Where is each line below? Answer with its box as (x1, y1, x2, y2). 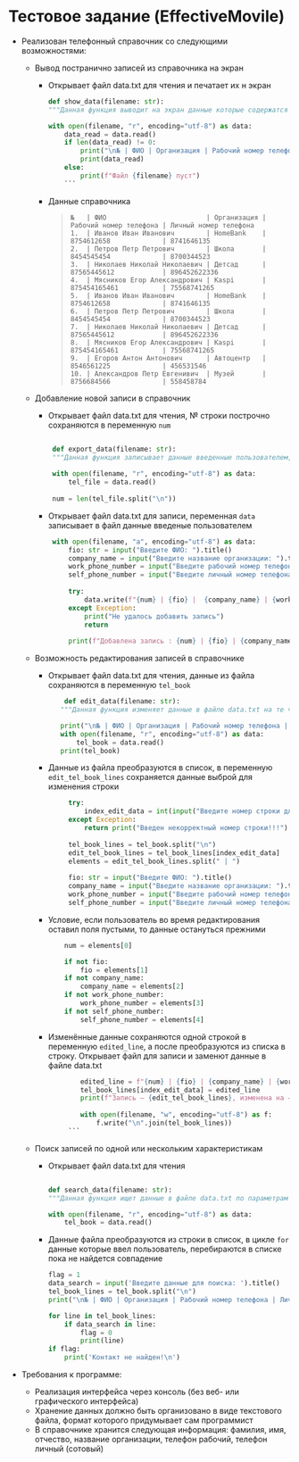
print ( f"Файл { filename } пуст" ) (79, 171, 201, 180)
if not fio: (64, 957, 109, 966)
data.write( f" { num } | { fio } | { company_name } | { (83, 595, 277, 604)
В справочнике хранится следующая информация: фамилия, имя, (34, 1425, 287, 1435)
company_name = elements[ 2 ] (79, 982, 185, 992)
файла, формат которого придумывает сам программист (34, 1415, 253, 1425)
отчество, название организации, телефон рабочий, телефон (34, 1434, 268, 1445)
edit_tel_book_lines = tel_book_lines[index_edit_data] (68, 848, 280, 858)
